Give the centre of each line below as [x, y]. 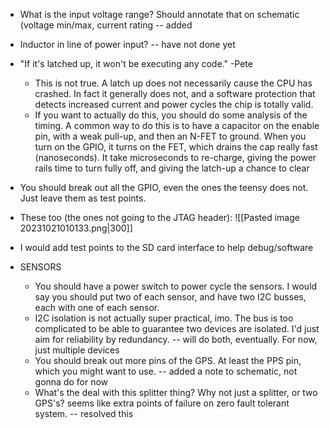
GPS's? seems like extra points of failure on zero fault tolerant [162, 403]
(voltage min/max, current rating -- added [106, 25]
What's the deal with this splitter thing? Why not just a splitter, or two [176, 392]
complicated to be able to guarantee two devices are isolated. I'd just [177, 328]
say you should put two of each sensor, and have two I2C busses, [170, 297]
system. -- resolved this [84, 413]
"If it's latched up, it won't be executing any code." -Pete [136, 63]
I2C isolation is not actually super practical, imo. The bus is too [164, 318]
